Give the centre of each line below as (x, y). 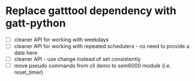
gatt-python (36, 23)
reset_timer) (28, 72)
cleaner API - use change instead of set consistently (77, 59)
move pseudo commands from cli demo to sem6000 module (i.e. (93, 66)
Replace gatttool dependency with (91, 11)
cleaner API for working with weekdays (61, 39)
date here (26, 53)
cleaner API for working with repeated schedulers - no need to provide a (102, 46)
